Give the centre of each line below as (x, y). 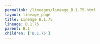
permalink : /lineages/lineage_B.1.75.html (50, 10)
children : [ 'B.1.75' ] (28, 33)
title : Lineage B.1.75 (29, 19)
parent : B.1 (17, 29)
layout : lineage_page (28, 15)
